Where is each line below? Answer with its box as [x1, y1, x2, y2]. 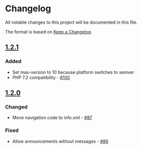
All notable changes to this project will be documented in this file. [5, 19, 138, 25]
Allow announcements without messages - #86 [12, 138, 108, 144]
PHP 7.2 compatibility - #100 [12, 74, 70, 80]
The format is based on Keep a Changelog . [5, 29, 92, 35]
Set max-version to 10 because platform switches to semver [12, 69, 135, 75]
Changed [5, 103, 28, 110]
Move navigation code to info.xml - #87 [12, 114, 93, 121]
